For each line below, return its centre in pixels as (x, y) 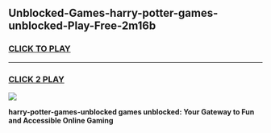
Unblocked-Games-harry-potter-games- (113, 13)
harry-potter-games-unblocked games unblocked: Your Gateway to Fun (131, 111)
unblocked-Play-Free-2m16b (82, 26)
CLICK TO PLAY (40, 49)
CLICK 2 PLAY (36, 79)
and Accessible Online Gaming (61, 120)
